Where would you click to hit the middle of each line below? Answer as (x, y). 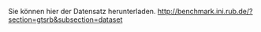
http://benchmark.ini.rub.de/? (205, 11)
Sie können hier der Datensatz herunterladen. (82, 11)
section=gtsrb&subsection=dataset (65, 20)
